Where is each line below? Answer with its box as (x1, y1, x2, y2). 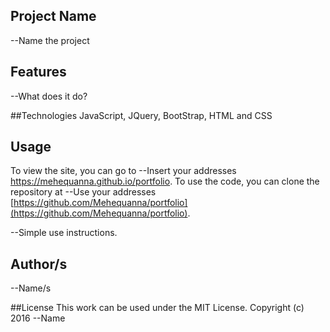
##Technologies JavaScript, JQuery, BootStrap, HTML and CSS (10, 109, 273, 121)
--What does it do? (10, 90, 88, 102)
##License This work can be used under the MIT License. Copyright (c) (10, 302, 305, 314)
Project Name (10, 8, 97, 25)
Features (10, 64, 67, 81)
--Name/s (10, 282, 52, 294)
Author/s (10, 255, 68, 273)
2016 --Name (10, 312, 66, 324)
